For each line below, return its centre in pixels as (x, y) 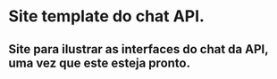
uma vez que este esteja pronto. (100, 63)
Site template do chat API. (106, 16)
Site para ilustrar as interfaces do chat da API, (138, 49)
